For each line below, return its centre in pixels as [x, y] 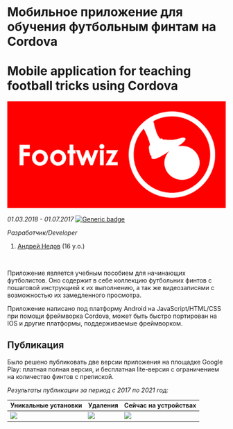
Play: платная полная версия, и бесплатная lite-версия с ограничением [113, 369]
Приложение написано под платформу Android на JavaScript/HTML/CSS [114, 309]
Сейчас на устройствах [160, 405]
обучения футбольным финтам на [112, 27]
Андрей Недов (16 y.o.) [51, 246]
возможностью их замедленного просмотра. [75, 295]
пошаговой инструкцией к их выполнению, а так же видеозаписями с [111, 288]
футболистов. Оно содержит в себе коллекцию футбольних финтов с [110, 280]
